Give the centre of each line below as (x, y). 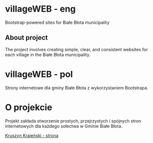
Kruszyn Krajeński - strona (32, 135)
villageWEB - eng (40, 9)
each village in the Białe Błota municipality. (48, 54)
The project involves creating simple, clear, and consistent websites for (76, 49)
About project (26, 38)
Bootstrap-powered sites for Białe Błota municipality (57, 22)
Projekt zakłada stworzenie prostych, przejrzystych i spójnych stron (73, 121)
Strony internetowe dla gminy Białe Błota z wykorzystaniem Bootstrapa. (77, 88)
